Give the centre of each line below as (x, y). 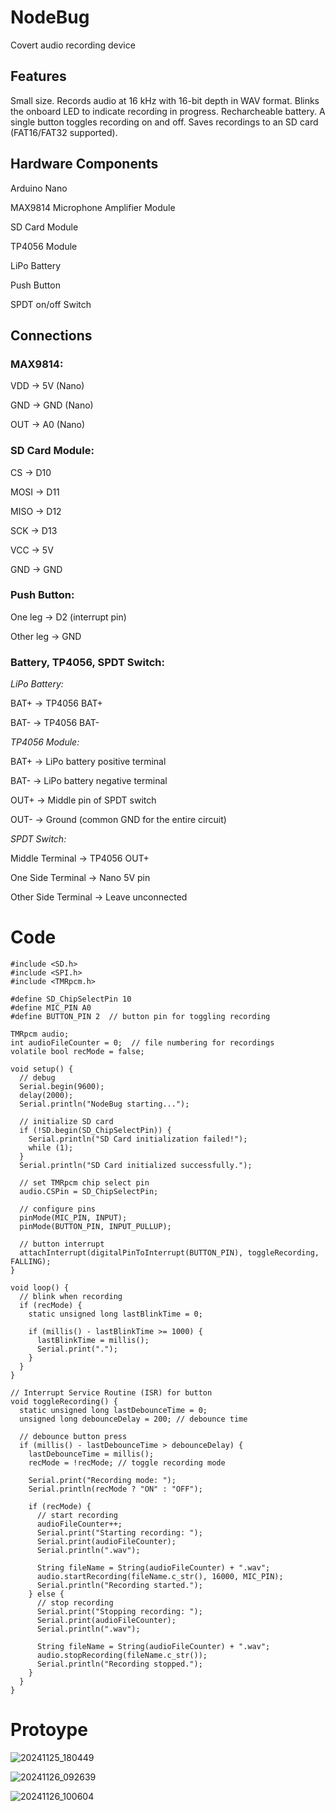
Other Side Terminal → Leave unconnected (99, 897)
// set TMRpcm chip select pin (84, 1183)
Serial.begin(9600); (62, 1087)
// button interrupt (62, 1244)
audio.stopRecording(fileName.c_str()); (122, 1656)
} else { (46, 1594)
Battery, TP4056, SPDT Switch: (88, 662)
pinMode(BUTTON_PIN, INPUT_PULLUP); (95, 1227)
